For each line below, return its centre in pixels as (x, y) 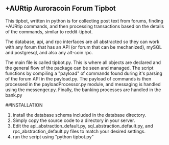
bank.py (14, 95)
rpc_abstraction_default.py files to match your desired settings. (79, 131)
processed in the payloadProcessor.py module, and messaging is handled (83, 84)
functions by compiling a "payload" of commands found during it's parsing (84, 73)
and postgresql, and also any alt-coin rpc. (49, 52)
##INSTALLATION (24, 105)
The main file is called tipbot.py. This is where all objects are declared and (83, 62)
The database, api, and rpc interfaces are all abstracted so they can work (82, 42)
